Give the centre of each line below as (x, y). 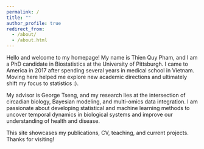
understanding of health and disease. (53, 121)
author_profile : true (34, 23)
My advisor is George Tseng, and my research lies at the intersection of (96, 95)
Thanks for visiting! (30, 139)
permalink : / (23, 12)
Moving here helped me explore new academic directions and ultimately (97, 77)
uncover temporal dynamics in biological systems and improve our (90, 114)
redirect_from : (26, 29)
